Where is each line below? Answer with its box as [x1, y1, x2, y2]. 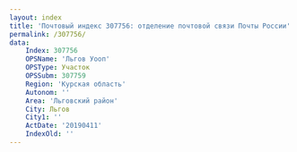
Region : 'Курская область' [25, 80, 127, 89]
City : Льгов [25, 105, 70, 114]
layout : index [9, 13, 63, 22]
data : [9, 38, 30, 47]
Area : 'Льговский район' [25, 96, 118, 106]
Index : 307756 [25, 46, 78, 55]
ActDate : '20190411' [25, 122, 102, 131]
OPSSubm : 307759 [25, 72, 87, 80]
